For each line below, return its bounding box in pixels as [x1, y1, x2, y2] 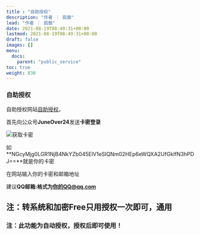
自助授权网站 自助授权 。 [6, 105, 64, 112]
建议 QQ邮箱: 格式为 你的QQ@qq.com [6, 183, 97, 190]
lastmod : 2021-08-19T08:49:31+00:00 [6, 31, 97, 37]
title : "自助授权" [6, 8, 51, 15]
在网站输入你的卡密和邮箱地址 [6, 170, 79, 177]
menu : [6, 48, 20, 54]
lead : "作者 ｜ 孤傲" [6, 20, 56, 26]
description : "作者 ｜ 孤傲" [6, 14, 75, 20]
